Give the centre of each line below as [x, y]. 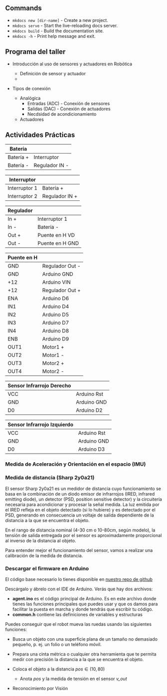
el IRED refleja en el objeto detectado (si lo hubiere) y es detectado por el [80, 510]
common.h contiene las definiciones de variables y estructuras [78, 614]
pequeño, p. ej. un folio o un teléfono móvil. [57, 644]
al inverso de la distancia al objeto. [41, 540]
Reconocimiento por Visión [40, 688]
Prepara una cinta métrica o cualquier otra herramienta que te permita [84, 654]
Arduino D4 [56, 307]
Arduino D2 [89, 410]
